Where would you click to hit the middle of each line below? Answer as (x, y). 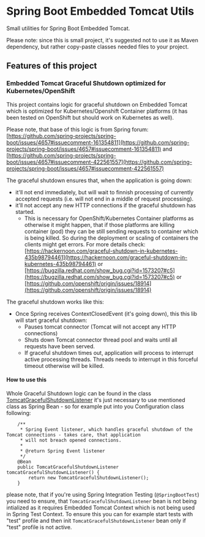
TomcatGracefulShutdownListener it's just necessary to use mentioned (96, 400)
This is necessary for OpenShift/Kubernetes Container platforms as (109, 218)
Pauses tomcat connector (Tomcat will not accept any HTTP (100, 327)
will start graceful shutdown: (51, 320)
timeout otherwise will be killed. (64, 365)
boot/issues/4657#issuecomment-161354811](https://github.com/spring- (98, 142)
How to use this (27, 380)
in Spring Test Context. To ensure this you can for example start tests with (100, 514)
